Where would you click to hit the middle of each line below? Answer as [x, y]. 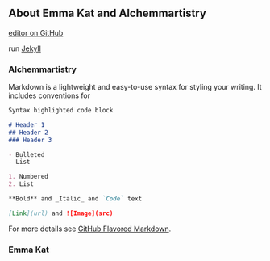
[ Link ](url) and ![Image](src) [61, 213]
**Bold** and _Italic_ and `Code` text [75, 199]
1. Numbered [28, 177]
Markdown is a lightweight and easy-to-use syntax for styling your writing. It [135, 87]
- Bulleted [27, 154]
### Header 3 [30, 140]
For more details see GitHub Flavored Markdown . [90, 229]
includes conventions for [50, 95]
